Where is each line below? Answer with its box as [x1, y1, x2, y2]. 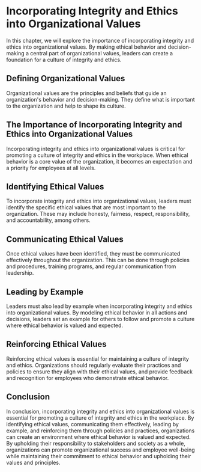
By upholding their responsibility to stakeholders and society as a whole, [6, 440, 186, 447]
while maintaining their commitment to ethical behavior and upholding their [6, 452, 191, 459]
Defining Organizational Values [6, 73, 125, 84]
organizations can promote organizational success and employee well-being [6, 446, 195, 453]
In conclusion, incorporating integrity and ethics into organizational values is [6, 408, 195, 415]
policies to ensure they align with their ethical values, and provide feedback [6, 368, 193, 375]
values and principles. [6, 459, 61, 466]
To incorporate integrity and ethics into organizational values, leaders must [6, 197, 191, 205]
